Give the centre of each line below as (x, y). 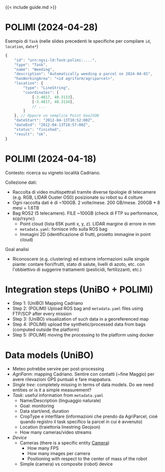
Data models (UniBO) (49, 355)
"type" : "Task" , (31, 65)
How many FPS (43, 448)
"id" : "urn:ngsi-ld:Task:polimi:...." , (56, 60)
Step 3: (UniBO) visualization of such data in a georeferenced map (81, 319)
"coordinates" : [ (41, 92)
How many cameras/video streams (56, 432)
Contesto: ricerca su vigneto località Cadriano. (53, 173)
